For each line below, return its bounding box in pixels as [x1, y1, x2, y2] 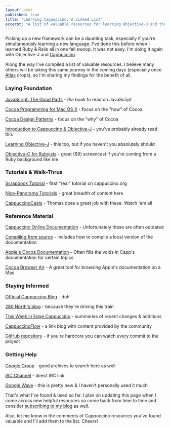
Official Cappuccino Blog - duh [5, 294, 70, 300]
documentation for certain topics [5, 254, 74, 261]
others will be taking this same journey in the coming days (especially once [5, 67, 162, 73]
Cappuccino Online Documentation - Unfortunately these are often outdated [5, 224, 164, 230]
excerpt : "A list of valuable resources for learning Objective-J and [5, 21, 157, 27]
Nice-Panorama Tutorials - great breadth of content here [5, 190, 123, 196]
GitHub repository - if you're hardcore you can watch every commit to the [5, 333, 159, 339]
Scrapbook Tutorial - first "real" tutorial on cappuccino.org [5, 180, 127, 186]
